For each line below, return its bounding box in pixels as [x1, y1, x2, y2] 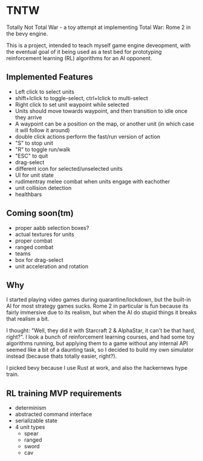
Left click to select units [14, 88, 74, 95]
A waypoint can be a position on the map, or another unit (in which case [14, 120, 195, 127]
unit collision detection [14, 184, 72, 191]
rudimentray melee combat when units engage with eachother [14, 177, 170, 185]
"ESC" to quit [14, 152, 48, 159]
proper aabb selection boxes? [14, 224, 89, 231]
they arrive [14, 113, 42, 121]
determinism [14, 404, 47, 412]
